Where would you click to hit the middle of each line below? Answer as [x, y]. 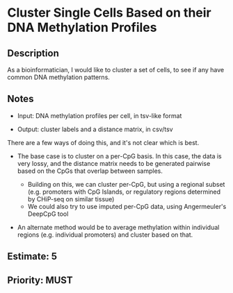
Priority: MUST [40, 280]
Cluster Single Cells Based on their [110, 13]
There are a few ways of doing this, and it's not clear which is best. [103, 142]
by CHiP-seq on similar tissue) [71, 199]
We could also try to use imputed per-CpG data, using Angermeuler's [127, 206]
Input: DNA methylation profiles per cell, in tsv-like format [99, 115]
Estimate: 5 [32, 257]
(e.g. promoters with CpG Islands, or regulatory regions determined [124, 192]
